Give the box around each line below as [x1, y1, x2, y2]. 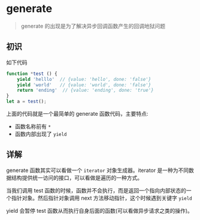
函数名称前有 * [14, 123, 51, 130]
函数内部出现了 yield [14, 131, 67, 137]
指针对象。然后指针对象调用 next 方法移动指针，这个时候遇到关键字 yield [11, 194, 193, 201]
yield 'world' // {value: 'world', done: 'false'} [17, 82, 151, 88]
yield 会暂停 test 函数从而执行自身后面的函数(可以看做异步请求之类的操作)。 [6, 207, 193, 214]
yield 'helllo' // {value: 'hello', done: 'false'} [17, 76, 151, 82]
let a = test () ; [6, 98, 47, 105]
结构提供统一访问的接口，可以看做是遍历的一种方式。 [11, 174, 143, 181]
